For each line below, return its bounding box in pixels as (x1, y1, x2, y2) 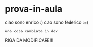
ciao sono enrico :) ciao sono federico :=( (5, 19, 89, 25)
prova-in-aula (5, 3, 63, 15)
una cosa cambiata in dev (5, 29, 58, 33)
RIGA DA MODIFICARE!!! (5, 37, 54, 43)
